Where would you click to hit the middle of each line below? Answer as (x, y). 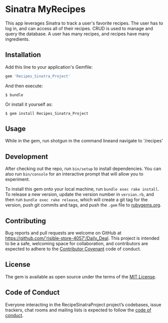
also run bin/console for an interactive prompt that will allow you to (74, 174)
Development (27, 156)
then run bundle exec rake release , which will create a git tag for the (76, 200)
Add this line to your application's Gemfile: (49, 67)
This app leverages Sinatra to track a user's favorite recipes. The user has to (84, 23)
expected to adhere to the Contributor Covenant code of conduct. (73, 249)
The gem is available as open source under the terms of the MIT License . (81, 276)
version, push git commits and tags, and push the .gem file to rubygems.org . (83, 205)
